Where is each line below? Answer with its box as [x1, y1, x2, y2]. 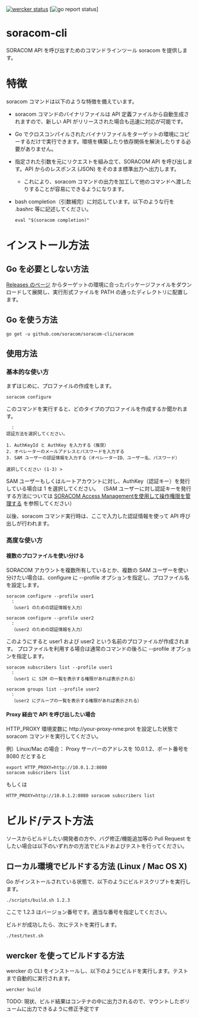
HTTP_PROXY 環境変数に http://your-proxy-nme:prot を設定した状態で [6, 725, 178, 732]
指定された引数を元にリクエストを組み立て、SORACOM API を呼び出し [14, 158, 188, 165]
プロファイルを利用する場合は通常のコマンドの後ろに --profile [17, 645, 170, 652]
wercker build [6, 987, 41, 993]
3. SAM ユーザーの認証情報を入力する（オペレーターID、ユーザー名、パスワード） [6, 455, 180, 461]
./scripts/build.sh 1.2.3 [6, 898, 70, 904]
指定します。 [16, 653, 47, 660]
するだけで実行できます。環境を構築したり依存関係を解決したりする [20, 138, 186, 145]
